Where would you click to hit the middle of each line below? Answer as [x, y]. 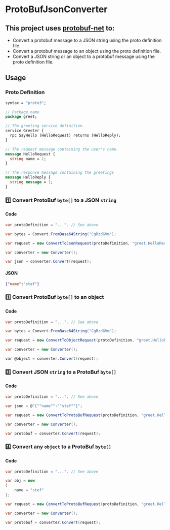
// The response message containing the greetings [60, 173]
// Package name [22, 112]
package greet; [21, 117]
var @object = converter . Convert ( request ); [52, 359]
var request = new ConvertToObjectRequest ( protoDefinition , [70, 340]
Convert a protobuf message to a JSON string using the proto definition [87, 40]
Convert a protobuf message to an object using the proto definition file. [87, 51]
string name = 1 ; [28, 159]
